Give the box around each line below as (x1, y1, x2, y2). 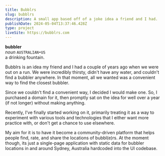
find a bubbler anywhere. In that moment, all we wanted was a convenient (5, 75, 156, 80)
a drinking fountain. (5, 54, 45, 60)
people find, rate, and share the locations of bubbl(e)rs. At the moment (5, 135, 149, 141)
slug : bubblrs (5, 12, 35, 17)
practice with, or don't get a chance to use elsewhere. (5, 120, 115, 126)
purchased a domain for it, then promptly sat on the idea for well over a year (5, 95, 160, 101)
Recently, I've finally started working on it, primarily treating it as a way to (5, 109, 155, 115)
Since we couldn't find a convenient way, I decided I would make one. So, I (5, 90, 158, 95)
